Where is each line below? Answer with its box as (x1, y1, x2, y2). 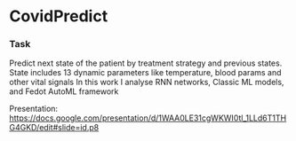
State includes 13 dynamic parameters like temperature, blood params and (9, 67, 282, 78)
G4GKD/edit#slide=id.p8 (9, 122, 100, 133)
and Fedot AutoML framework (9, 86, 119, 97)
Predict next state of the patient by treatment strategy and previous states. (9, 58, 283, 68)
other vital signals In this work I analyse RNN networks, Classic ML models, (9, 77, 284, 88)
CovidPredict (9, 6, 108, 27)
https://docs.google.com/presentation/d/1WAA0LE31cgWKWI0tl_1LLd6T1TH (9, 113, 287, 123)
